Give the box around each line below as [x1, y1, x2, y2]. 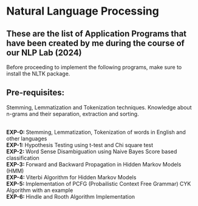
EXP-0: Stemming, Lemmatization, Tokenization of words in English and [6, 128, 186, 136]
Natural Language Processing [6, 4, 159, 18]
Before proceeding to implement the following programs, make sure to [6, 64, 182, 70]
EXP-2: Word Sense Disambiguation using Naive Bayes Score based [6, 148, 177, 155]
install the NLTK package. [6, 70, 70, 77]
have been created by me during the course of [6, 38, 185, 48]
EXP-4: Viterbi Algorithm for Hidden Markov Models [6, 173, 137, 180]
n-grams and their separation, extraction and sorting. [6, 110, 139, 117]
